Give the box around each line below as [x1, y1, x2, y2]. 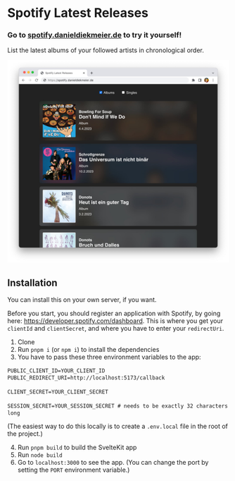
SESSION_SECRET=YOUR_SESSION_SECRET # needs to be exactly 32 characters [7, 403, 229, 410]
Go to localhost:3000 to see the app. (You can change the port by [17, 458, 209, 466]
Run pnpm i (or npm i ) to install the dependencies [17, 346, 160, 353]
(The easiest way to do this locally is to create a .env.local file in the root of [7, 422, 229, 430]
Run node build [17, 451, 63, 459]
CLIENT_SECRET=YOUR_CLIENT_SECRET [7, 389, 109, 396]
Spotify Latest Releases [7, 5, 149, 21]
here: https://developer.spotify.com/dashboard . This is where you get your [7, 317, 224, 325]
